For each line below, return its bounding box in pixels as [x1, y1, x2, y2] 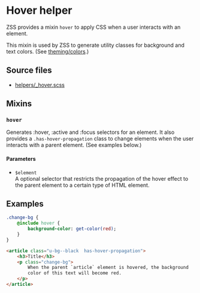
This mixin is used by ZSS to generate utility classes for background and [6, 41, 184, 49]
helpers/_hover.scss [14, 81, 65, 88]
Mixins [6, 98, 32, 109]
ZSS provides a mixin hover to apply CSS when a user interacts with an [6, 23, 181, 31]
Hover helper [6, 4, 73, 17]
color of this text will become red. [28, 270, 122, 276]
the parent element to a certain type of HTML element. [14, 181, 150, 189]
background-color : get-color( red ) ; [28, 226, 117, 232]
